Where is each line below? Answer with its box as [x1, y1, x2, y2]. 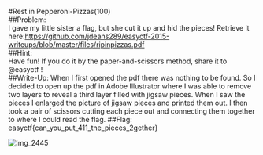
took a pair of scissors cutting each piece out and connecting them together [8, 106, 255, 116]
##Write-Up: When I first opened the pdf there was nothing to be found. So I [8, 74, 256, 82]
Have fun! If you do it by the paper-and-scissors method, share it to [8, 56, 228, 66]
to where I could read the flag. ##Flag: [8, 115, 132, 124]
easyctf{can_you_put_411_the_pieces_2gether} [8, 123, 158, 132]
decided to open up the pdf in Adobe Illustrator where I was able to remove [8, 81, 252, 91]
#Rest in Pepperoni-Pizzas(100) [8, 7, 111, 16]
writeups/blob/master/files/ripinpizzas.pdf [8, 40, 145, 49]
